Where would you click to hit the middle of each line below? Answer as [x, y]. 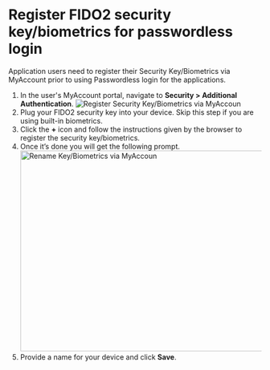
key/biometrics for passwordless [121, 32]
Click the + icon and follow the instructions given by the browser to [131, 129]
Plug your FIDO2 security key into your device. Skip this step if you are [137, 112]
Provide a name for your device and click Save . [98, 357]
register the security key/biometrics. [80, 137]
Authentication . [47, 104]
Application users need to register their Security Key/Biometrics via [119, 71]
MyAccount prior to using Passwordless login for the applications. [117, 79]
